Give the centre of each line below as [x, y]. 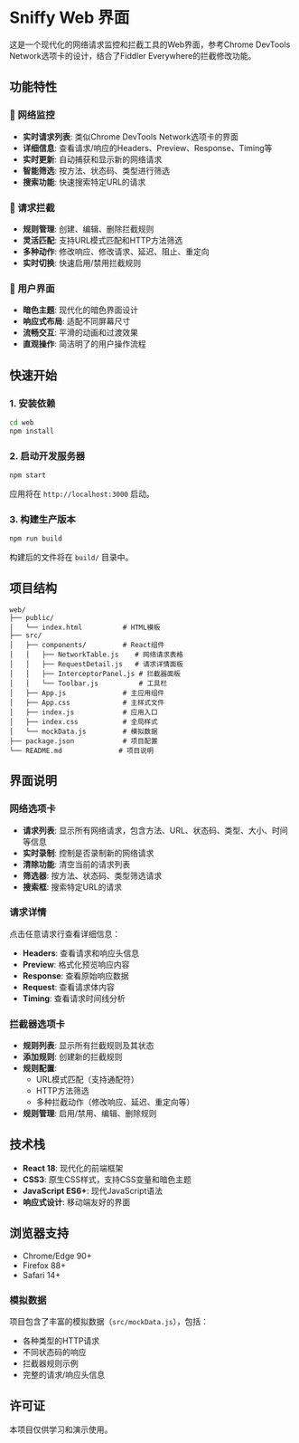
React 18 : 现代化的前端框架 [73, 1168]
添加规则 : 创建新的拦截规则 [72, 1057]
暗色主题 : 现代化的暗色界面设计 [80, 310]
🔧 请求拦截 [33, 207]
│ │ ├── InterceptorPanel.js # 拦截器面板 [95, 674]
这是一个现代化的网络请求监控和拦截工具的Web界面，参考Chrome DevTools [150, 44]
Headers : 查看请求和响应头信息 [81, 953]
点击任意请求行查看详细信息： [65, 933]
